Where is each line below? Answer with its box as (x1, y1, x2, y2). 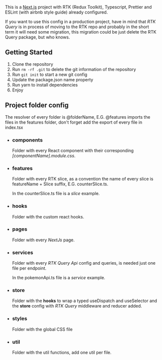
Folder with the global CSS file (12, 326, 73, 332)
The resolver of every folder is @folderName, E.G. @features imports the (5, 114, 150, 120)
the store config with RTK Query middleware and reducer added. (12, 303, 142, 309)
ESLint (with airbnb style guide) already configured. (5, 9, 108, 15)
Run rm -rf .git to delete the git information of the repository (12, 66, 136, 72)
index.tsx (5, 124, 23, 130)
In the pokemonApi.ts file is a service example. (12, 275, 106, 281)
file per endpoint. (12, 265, 47, 271)
